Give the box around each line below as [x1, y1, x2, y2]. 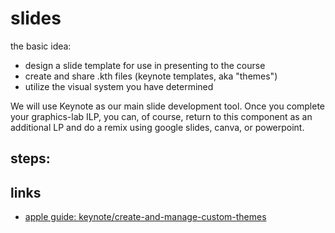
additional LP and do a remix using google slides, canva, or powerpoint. [10, 121, 305, 133]
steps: [10, 150, 51, 167]
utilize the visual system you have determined [24, 80, 214, 92]
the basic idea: [10, 40, 72, 52]
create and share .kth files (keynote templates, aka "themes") [24, 70, 278, 82]
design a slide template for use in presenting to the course [24, 59, 266, 71]
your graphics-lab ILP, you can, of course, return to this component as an [10, 110, 313, 122]
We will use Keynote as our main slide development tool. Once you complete [10, 100, 326, 112]
